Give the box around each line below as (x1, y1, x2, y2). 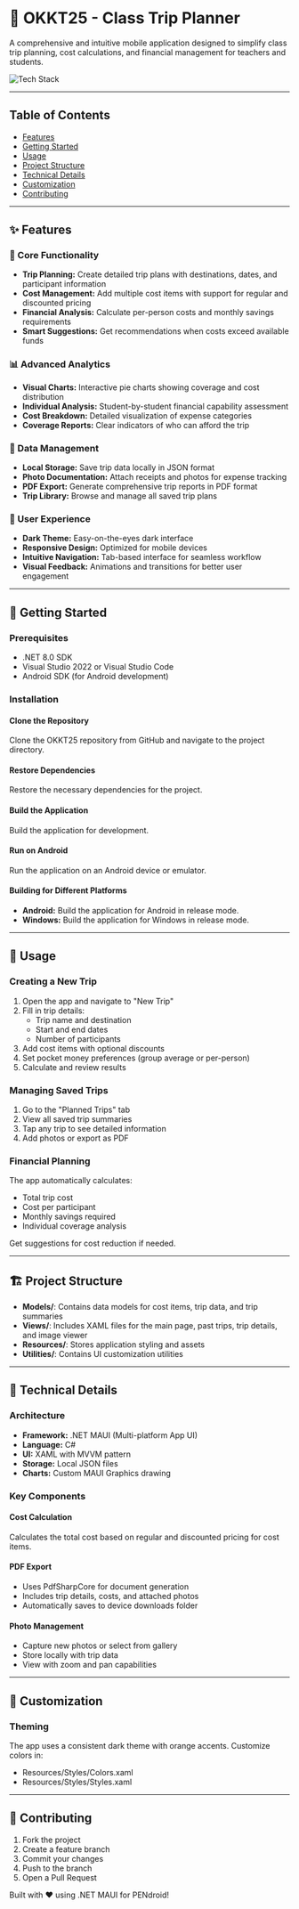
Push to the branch (21, 1863, 93, 1873)
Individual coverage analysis (21, 1221, 127, 1231)
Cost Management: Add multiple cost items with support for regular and (21, 288, 289, 299)
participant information (21, 279, 107, 289)
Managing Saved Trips (9, 1084, 109, 1096)
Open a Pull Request (21, 1872, 98, 1882)
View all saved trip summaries (21, 1113, 133, 1125)
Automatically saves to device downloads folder (21, 1600, 198, 1611)
